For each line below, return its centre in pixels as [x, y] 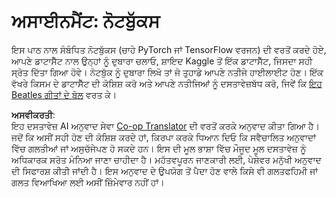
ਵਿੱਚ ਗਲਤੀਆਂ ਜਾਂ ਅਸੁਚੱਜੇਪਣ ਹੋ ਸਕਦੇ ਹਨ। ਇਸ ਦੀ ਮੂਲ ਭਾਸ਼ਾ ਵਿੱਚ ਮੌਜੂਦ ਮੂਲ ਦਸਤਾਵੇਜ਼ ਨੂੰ [159, 148]
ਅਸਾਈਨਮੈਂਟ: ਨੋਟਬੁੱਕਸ [86, 21]
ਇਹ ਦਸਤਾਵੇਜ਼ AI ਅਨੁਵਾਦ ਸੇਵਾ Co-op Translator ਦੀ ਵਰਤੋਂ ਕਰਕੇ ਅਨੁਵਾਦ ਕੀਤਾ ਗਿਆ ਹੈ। [165, 126]
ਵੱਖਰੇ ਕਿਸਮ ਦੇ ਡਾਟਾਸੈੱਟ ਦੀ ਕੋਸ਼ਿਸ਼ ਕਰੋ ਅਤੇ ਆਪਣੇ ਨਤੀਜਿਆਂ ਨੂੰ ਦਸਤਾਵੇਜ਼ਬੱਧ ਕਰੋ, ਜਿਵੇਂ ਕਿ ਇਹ [167, 83]
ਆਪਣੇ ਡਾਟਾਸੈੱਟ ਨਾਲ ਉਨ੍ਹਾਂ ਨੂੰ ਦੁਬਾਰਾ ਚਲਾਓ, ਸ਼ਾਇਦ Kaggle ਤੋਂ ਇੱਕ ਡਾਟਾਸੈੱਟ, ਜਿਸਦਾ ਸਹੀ [162, 61]
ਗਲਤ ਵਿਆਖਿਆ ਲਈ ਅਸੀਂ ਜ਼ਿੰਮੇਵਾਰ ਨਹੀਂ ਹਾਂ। [88, 182]
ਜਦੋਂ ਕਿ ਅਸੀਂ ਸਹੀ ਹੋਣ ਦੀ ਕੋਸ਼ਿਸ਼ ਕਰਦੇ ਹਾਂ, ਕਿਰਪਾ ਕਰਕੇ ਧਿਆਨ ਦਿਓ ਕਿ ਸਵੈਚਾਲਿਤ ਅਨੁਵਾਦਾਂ [164, 137]
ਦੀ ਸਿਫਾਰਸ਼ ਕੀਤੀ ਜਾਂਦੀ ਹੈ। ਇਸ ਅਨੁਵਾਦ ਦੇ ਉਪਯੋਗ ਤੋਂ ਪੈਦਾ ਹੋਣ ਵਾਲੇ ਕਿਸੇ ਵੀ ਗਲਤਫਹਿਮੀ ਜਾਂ [165, 171]
